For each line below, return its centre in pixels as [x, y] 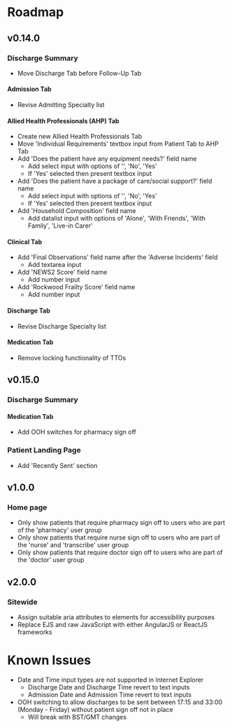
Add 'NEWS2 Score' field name [62, 272]
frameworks [35, 632]
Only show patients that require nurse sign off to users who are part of [119, 537]
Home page [27, 507]
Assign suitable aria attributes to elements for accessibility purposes [116, 617]
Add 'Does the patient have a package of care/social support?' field [115, 181]
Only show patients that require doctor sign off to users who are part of [120, 552]
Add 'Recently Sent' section [57, 465]
